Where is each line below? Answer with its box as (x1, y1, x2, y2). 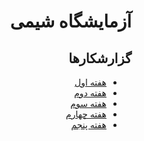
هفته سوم (70, 98, 107, 109)
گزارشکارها (68, 50, 132, 67)
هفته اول (74, 76, 107, 88)
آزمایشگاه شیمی (9, 10, 132, 33)
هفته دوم (74, 87, 107, 99)
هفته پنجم (70, 119, 107, 130)
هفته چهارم (65, 108, 107, 120)
